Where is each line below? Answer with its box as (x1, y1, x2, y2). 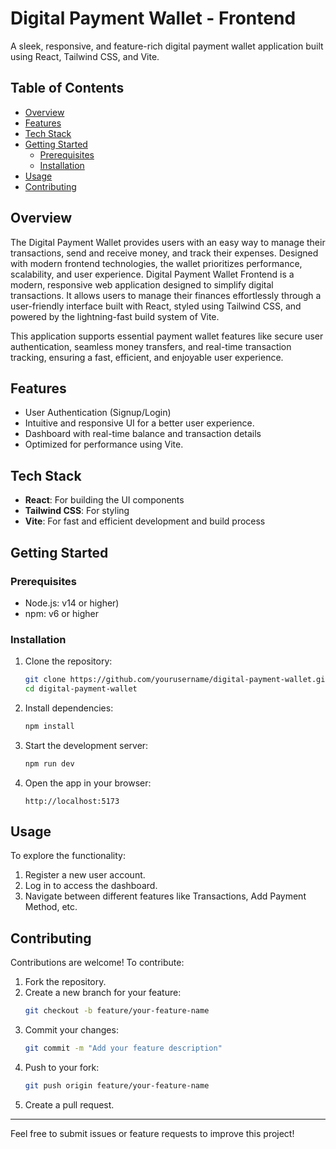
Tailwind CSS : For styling (24, 505, 130, 517)
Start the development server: (24, 739, 149, 751)
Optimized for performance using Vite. (24, 438, 184, 451)
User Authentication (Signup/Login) (24, 407, 172, 419)
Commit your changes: (24, 1024, 119, 1036)
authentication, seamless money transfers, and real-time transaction (10, 340, 292, 352)
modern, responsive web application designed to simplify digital (10, 278, 274, 291)
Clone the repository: (24, 655, 113, 667)
